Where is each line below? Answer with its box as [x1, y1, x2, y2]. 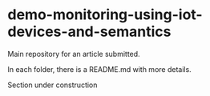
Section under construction [7, 80, 98, 90]
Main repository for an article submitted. [7, 49, 141, 58]
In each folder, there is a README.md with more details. [7, 64, 192, 74]
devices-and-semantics [7, 22, 172, 41]
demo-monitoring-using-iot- [7, 6, 203, 24]
